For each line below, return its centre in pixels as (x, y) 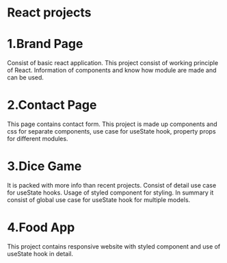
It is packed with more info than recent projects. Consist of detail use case (112, 185)
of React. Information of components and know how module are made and (112, 71)
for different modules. (38, 139)
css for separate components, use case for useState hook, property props (112, 131)
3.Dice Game (44, 166)
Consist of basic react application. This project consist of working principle (113, 63)
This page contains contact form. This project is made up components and (112, 124)
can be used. (26, 77)
